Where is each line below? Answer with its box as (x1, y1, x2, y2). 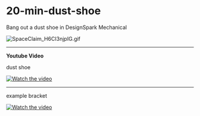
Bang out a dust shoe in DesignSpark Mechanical (6, 24, 127, 31)
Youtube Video (6, 52, 44, 59)
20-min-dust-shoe (6, 4, 101, 18)
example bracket (6, 92, 48, 99)
